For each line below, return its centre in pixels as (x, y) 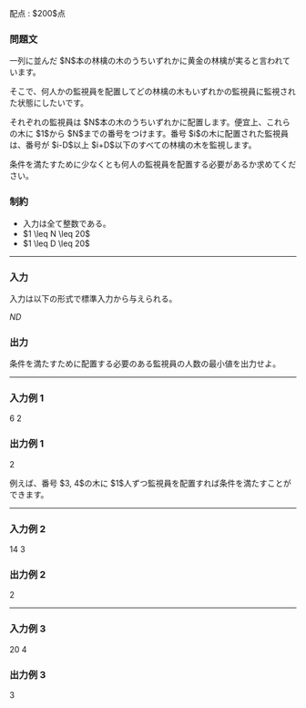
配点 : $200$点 (38, 13)
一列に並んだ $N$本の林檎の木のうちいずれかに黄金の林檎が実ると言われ (146, 61)
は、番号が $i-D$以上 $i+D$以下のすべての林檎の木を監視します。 (133, 145)
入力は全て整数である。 (66, 223)
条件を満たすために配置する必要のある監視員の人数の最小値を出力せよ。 (145, 364)
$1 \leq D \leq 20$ (56, 243)
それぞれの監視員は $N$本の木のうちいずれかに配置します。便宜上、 (138, 122)
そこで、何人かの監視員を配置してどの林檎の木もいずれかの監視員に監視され (153, 92)
